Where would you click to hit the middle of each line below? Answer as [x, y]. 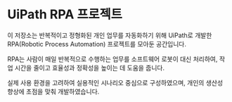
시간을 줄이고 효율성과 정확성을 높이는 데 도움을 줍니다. [90, 68]
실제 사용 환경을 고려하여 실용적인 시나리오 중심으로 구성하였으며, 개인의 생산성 [115, 82]
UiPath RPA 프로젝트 [65, 14]
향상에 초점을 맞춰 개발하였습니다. [53, 91]
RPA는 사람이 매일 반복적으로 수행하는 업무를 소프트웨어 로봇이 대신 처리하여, [112, 59]
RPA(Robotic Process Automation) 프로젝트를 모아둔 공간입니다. [97, 44]
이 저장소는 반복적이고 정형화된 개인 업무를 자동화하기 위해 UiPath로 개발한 [110, 35]
